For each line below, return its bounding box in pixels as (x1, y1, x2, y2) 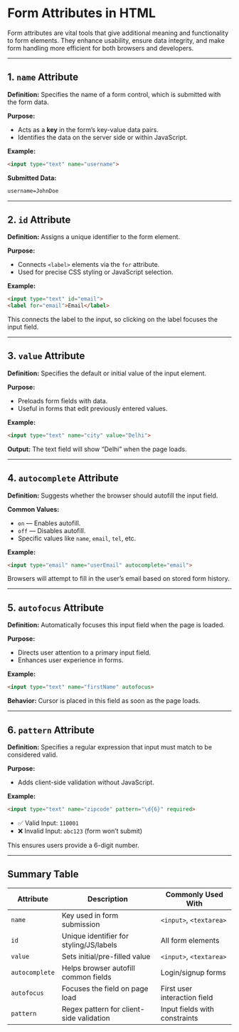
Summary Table (7, 869, 79, 881)
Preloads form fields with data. (17, 396, 108, 405)
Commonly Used (165, 889, 224, 899)
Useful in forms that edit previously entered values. (17, 404, 169, 413)
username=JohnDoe (7, 187, 59, 194)
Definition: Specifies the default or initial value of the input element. (7, 369, 207, 378)
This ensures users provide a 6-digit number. (7, 841, 140, 849)
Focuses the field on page (61, 983, 149, 993)
